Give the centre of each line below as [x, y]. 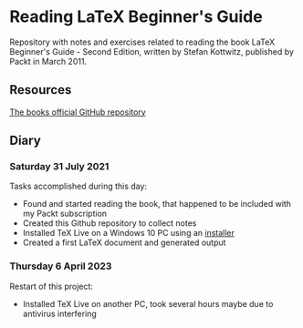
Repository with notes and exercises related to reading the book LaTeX [142, 42]
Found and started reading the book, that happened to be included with [157, 204]
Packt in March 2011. [48, 61]
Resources [41, 90]
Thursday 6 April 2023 [61, 266]
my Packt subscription [65, 214]
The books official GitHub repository [78, 112]
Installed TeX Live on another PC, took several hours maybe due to [148, 303]
